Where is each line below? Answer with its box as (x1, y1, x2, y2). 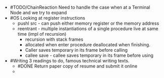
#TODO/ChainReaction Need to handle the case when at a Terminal (10, 5, 150, 10)
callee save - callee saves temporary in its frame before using (25, 52, 154, 58)
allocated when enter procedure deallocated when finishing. (25, 42, 150, 47)
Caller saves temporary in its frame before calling (25, 47, 128, 53)
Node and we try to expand (10, 10, 67, 16)
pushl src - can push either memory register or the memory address (17, 20, 159, 26)
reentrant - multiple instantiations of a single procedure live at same (17, 26, 159, 32)
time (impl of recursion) (17, 31, 67, 37)
